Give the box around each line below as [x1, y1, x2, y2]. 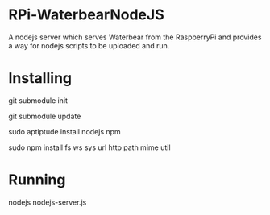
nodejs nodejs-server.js [8, 197, 87, 207]
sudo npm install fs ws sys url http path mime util [8, 143, 171, 152]
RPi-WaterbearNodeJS [8, 6, 164, 24]
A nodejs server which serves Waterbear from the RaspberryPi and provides [8, 32, 262, 42]
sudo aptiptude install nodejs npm [8, 126, 121, 136]
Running [8, 171, 66, 189]
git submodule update [8, 111, 81, 121]
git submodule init [8, 95, 69, 105]
